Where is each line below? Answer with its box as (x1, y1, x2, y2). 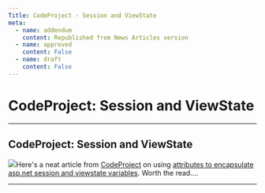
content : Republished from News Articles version (22, 33, 189, 42)
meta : (8, 19, 26, 27)
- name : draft (15, 56, 62, 64)
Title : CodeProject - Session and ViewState (8, 11, 157, 20)
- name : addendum (15, 26, 73, 34)
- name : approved (15, 41, 73, 49)
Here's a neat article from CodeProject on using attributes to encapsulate (16, 159, 254, 169)
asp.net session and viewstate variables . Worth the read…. (8, 168, 199, 177)
